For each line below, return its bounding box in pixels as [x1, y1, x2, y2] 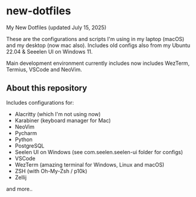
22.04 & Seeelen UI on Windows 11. [6, 48, 93, 55]
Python [14, 136, 33, 143]
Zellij [14, 174, 27, 181]
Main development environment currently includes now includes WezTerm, [6, 60, 190, 67]
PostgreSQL [14, 142, 45, 149]
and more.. [6, 185, 33, 192]
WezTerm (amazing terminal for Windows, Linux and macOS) [14, 161, 165, 168]
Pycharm [14, 129, 38, 136]
